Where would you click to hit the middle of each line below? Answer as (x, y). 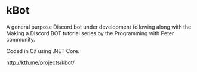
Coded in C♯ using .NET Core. (43, 51)
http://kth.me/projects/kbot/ (40, 62)
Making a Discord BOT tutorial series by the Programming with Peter (90, 33)
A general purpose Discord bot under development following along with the (99, 27)
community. (21, 39)
